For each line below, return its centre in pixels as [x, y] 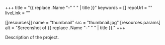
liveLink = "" [18, 13]
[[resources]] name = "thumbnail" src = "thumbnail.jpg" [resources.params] [83, 22]
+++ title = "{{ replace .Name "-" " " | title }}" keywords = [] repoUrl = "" [79, 8]
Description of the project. [32, 37]
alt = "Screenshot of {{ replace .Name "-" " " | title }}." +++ [65, 28]
